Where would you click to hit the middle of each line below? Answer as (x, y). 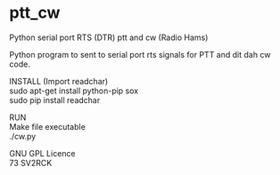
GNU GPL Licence (42, 153)
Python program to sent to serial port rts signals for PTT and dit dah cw (140, 54)
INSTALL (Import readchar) (59, 81)
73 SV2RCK (31, 163)
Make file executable (48, 126)
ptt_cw (35, 13)
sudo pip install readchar (55, 99)
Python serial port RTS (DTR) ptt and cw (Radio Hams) (109, 37)
